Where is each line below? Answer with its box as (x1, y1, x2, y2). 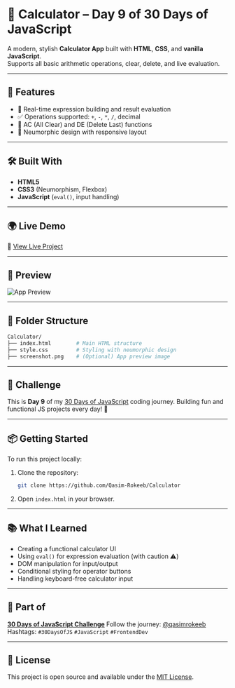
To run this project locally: (7, 455, 83, 464)
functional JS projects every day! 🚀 (7, 405, 108, 413)
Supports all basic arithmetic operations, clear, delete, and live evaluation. (7, 59, 220, 67)
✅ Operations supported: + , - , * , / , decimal (17, 112, 141, 121)
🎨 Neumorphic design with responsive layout (17, 128, 147, 136)
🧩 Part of (7, 601, 46, 613)
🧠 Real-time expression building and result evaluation (17, 104, 171, 113)
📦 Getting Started (7, 433, 89, 445)
